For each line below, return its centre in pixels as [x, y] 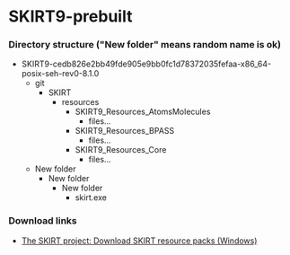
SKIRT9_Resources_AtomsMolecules [143, 112]
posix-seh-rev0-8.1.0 [60, 74]
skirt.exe [91, 198]
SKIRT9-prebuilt [70, 17]
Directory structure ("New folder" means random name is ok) [145, 45]
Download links [43, 221]
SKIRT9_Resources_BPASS [125, 131]
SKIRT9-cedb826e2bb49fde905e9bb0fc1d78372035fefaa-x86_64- [146, 64]
